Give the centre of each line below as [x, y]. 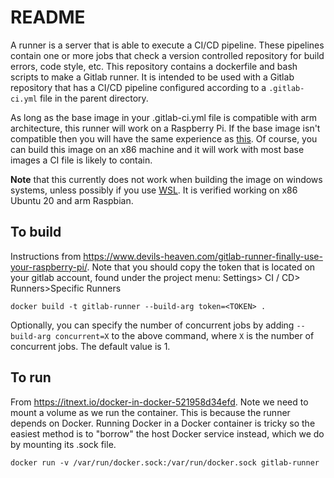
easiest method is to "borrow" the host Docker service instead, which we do [167, 433]
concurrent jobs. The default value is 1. [90, 346]
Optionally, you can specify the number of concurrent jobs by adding [152, 325]
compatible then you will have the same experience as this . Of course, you [164, 138]
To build [36, 232]
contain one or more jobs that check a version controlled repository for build [167, 55]
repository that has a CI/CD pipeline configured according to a [138, 87]
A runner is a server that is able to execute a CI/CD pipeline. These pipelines [167, 45]
